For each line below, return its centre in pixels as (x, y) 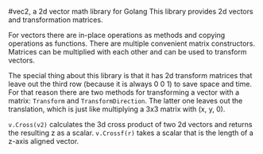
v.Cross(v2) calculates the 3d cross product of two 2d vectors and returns (130, 124)
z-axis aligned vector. (44, 141)
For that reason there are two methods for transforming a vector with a (124, 92)
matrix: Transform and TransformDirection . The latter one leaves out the (126, 101)
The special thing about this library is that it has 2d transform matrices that (130, 75)
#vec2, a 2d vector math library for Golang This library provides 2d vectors (131, 11)
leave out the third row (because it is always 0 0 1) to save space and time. (130, 84)
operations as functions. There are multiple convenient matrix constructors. (132, 43)
